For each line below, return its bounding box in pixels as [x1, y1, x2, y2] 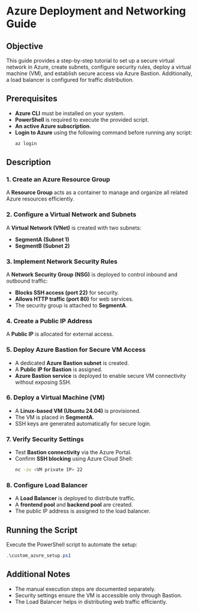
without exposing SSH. [14, 378, 72, 386]
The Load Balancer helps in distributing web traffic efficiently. [14, 598, 167, 605]
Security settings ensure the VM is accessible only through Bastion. [14, 592, 182, 599]
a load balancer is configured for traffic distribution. [6, 77, 134, 83]
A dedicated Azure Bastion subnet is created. [14, 359, 129, 366]
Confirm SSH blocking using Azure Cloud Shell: [14, 455, 133, 462]
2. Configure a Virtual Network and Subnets [6, 210, 137, 219]
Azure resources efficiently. [6, 195, 75, 202]
